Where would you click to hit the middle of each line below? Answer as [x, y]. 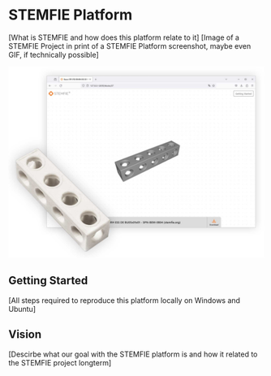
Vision [25, 335]
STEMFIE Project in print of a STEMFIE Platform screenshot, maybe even [130, 45]
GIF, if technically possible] [54, 54]
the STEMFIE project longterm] [60, 362]
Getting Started [48, 281]
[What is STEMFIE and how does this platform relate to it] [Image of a [124, 37]
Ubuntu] [22, 309]
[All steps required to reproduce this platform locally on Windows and [125, 300]
